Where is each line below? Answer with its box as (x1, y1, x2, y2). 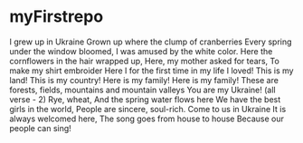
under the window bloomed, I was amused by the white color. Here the (9, 45, 273, 56)
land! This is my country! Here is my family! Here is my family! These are (9, 74, 279, 85)
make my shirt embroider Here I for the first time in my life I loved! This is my (9, 65, 294, 76)
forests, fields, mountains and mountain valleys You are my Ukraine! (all (9, 84, 276, 95)
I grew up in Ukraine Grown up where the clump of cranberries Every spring (9, 36, 292, 47)
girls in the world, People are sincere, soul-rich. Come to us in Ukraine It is (9, 103, 287, 114)
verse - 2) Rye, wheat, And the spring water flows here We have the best (9, 93, 281, 105)
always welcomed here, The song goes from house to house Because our (9, 113, 285, 124)
